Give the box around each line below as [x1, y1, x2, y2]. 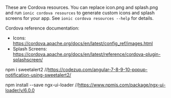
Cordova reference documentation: [5, 25, 79, 31]
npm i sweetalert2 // [5, 66, 48, 72]
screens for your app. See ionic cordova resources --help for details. [5, 15, 154, 21]
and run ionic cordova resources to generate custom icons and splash [5, 10, 155, 16]
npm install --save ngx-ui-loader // [5, 82, 78, 88]
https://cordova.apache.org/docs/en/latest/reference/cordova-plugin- [12, 51, 161, 57]
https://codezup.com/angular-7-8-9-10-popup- [48, 66, 148, 72]
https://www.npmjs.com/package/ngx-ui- [78, 82, 166, 88]
